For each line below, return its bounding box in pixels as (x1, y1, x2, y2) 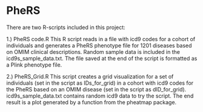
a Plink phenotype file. (6, 61, 62, 68)
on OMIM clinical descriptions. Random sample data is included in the (6, 48, 181, 55)
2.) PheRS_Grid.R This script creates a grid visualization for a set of (6, 73, 174, 80)
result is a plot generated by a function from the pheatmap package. (6, 98, 177, 106)
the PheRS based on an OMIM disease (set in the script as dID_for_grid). (6, 85, 187, 93)
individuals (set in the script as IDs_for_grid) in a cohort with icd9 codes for (6, 79, 194, 87)
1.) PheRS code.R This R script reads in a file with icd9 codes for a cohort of (6, 35, 196, 42)
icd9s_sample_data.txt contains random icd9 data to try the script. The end (6, 92, 194, 99)
